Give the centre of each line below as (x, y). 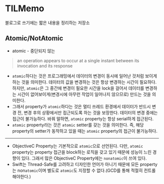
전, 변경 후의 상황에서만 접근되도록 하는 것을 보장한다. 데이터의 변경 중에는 (88, 113)
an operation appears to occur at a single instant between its (78, 60)
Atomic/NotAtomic (34, 38)
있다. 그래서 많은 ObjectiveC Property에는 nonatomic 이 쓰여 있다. (84, 158)
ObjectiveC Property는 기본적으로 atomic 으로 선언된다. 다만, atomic (77, 146)
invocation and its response (45, 66)
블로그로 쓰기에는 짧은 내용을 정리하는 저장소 (48, 23)
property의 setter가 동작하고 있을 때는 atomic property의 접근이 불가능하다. (85, 131)
